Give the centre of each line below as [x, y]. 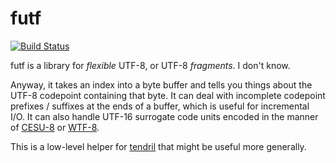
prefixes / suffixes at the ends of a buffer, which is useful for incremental [160, 106]
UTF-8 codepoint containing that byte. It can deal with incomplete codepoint [168, 95]
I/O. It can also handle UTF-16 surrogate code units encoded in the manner [164, 116]
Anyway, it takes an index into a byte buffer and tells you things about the [161, 84]
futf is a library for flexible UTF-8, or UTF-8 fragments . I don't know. [150, 65]
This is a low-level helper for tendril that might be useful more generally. [158, 146]
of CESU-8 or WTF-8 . [55, 127]
